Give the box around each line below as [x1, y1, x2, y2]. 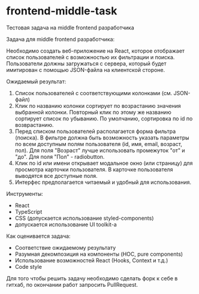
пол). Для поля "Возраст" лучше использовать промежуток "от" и [14, 147, 185, 154]
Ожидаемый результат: [6, 78, 67, 85]
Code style [14, 263, 42, 270]
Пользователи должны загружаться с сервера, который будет [6, 60, 167, 67]
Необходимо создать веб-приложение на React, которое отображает [6, 47, 185, 54]
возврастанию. [14, 121, 54, 128]
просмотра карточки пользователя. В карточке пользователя [14, 166, 173, 173]
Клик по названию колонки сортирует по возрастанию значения [14, 102, 181, 109]
